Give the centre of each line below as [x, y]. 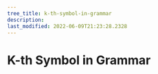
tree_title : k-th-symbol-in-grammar [59, 13]
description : [26, 20]
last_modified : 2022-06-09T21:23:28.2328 [67, 26]
